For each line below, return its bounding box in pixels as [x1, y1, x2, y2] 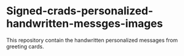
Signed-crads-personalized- [6, 4, 154, 18]
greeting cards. [6, 43, 44, 50]
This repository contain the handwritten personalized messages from [6, 36, 178, 43]
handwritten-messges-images [6, 17, 163, 30]
